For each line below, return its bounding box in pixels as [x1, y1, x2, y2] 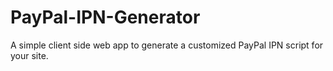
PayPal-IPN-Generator [10, 6, 201, 29]
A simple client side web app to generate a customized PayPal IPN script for [10, 39, 324, 51]
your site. [10, 49, 49, 61]
